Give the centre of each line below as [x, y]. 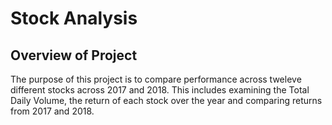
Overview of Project [74, 55]
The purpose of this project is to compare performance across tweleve [156, 79]
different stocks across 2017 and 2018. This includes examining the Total [160, 90]
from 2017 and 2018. [52, 111]
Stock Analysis [74, 18]
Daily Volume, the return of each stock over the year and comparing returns [166, 100]
